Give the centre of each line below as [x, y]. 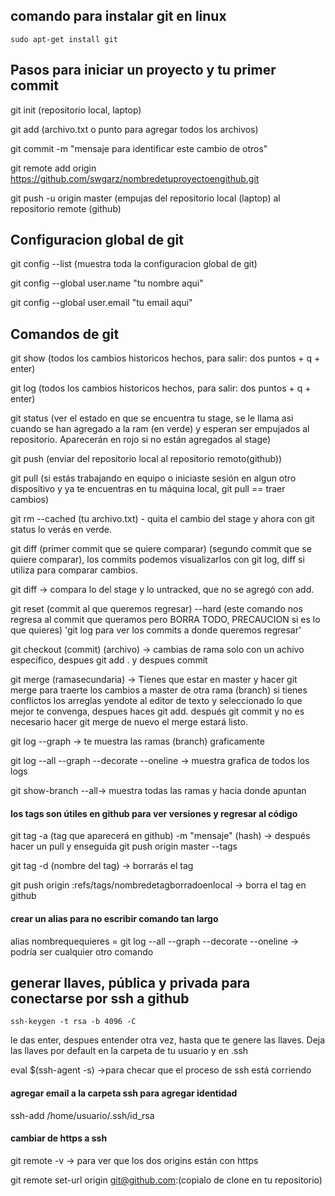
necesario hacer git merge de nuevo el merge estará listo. [129, 722]
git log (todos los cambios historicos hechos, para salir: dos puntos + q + [161, 388]
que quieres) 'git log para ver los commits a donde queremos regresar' [156, 630]
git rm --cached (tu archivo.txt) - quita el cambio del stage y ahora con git [162, 519]
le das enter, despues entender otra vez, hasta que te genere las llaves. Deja [168, 1040]
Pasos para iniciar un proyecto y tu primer [143, 70]
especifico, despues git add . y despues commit [109, 660]
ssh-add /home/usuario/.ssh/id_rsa [82, 1115]
